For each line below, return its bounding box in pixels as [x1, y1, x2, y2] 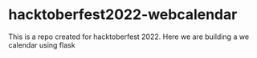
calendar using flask [8, 40, 75, 49]
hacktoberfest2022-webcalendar [8, 6, 238, 24]
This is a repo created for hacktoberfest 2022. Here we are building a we [8, 32, 250, 41]
